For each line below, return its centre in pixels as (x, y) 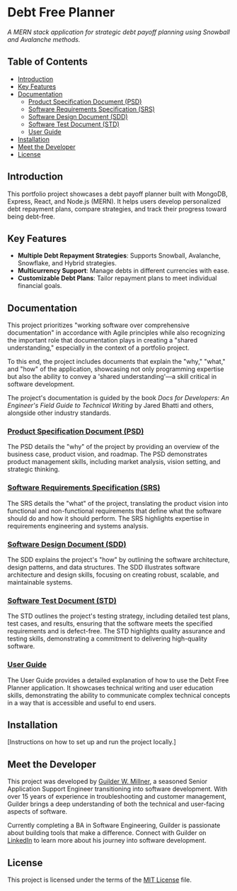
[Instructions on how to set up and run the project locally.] (92, 742)
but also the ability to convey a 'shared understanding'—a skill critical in (112, 377)
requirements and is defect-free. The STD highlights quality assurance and (116, 631)
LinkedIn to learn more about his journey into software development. (107, 841)
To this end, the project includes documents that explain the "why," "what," (116, 362)
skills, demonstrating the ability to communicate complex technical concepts (119, 695)
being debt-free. (31, 216)
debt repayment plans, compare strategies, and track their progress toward (117, 209)
